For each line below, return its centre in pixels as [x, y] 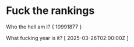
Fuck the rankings [50, 11]
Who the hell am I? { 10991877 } [44, 27]
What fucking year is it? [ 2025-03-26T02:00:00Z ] [68, 38]
